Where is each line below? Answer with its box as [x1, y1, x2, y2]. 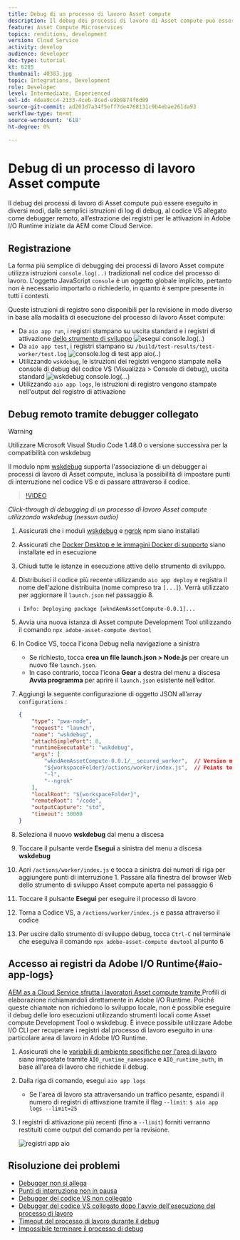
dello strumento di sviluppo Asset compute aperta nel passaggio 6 [18, 880, 214, 889]
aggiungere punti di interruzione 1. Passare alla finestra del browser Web [18, 873, 232, 881]
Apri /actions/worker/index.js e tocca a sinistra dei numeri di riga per [18, 865, 226, 874]
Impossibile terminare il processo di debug [18, 1224, 144, 1233]
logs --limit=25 [28, 1105, 78, 1112]
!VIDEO [25, 492, 47, 500]
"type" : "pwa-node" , [31, 718, 93, 725]
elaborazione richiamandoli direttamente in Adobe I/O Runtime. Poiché [8, 995, 214, 1004]
